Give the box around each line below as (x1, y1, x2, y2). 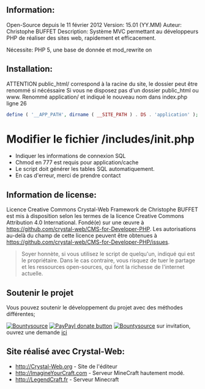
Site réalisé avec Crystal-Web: (6, 346, 125, 357)
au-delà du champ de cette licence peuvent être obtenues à (6, 232, 157, 240)
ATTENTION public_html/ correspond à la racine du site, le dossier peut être (6, 80, 198, 88)
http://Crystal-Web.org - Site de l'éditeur (15, 363, 117, 370)
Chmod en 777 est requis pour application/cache (15, 159, 139, 166)
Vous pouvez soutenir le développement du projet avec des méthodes (6, 304, 184, 311)
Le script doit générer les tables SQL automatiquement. (15, 165, 155, 173)
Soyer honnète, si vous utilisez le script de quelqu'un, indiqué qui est (21, 251, 195, 258)
